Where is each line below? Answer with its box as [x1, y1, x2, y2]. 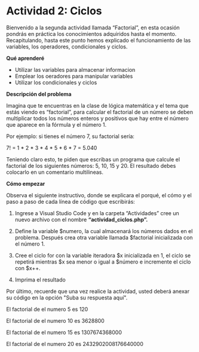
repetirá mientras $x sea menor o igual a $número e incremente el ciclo [14, 258, 191, 265]
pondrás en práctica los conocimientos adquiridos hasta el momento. [6, 30, 177, 37]
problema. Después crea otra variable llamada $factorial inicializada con [14, 234, 193, 241]
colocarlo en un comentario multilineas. [6, 169, 103, 176]
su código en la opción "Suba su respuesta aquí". [6, 294, 128, 301]
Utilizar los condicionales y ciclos [14, 79, 97, 86]
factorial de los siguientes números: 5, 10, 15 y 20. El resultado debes [6, 162, 176, 169]
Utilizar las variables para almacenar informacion [14, 66, 136, 73]
